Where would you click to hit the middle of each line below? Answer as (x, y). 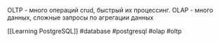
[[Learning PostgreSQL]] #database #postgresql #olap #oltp (95, 31)
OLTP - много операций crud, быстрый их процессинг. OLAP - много (110, 10)
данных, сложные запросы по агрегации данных (80, 17)
